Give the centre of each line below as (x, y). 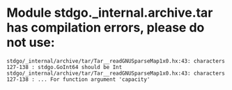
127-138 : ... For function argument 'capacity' (78, 79)
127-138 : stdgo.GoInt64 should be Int (64, 67)
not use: (31, 43)
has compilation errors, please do (106, 28)
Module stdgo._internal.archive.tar (110, 13)
